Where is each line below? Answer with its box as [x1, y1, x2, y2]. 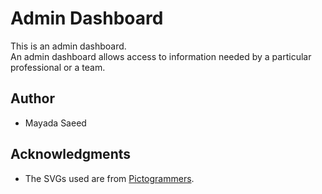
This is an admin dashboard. [10, 40, 127, 52]
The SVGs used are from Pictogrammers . [24, 172, 195, 184]
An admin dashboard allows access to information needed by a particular [10, 50, 312, 62]
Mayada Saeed [24, 117, 87, 129]
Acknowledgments [10, 146, 132, 163]
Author [10, 90, 55, 107]
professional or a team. [10, 61, 106, 73]
